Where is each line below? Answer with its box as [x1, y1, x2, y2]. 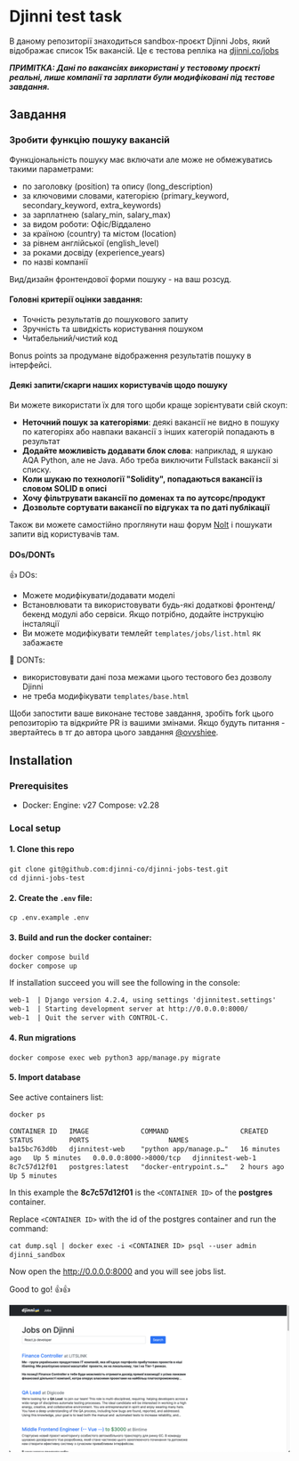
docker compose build [9, 953, 90, 962]
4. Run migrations [9, 1033, 77, 1043]
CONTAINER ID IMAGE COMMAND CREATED [9, 1126, 269, 1136]
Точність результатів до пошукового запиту [21, 313, 189, 324]
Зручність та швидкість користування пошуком [21, 323, 204, 334]
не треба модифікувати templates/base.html [21, 691, 190, 702]
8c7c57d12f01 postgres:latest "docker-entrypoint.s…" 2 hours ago [9, 1162, 285, 1172]
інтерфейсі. [9, 359, 53, 370]
